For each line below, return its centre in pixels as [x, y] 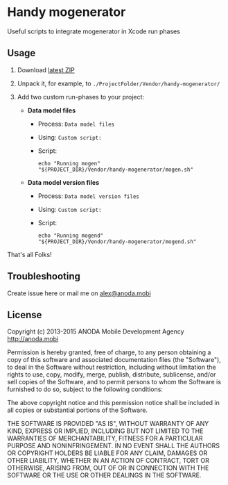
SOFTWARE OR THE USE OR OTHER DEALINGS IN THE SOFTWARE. [104, 475]
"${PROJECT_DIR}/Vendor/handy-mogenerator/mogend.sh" [117, 241]
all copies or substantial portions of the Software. [77, 410]
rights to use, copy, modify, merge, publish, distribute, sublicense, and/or [112, 375]
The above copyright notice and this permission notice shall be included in [113, 403]
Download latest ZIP [46, 69]
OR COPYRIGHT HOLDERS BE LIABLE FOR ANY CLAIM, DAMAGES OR [107, 453]
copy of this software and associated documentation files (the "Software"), [114, 360]
